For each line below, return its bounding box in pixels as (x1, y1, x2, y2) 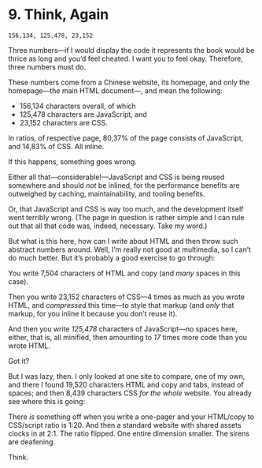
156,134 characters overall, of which (19, 101, 136, 110)
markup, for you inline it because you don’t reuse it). (8, 309, 178, 318)
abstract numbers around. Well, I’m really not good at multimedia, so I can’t (8, 245, 252, 254)
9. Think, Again (8, 6, 109, 24)
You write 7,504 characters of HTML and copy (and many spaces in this (8, 268, 242, 278)
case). (8, 276, 29, 286)
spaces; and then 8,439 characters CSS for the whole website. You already (8, 388, 252, 398)
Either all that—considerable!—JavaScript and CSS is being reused (8, 172, 225, 182)
